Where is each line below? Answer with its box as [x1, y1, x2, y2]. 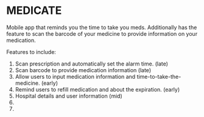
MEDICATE [6, 4, 62, 18]
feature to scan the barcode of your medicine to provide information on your [6, 30, 198, 37]
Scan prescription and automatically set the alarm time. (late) [15, 60, 169, 67]
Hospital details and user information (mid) [15, 92, 123, 99]
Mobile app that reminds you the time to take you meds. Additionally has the [6, 24, 197, 31]
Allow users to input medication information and [15, 73, 136, 80]
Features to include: [6, 48, 57, 55]
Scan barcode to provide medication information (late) [15, 66, 151, 73]
